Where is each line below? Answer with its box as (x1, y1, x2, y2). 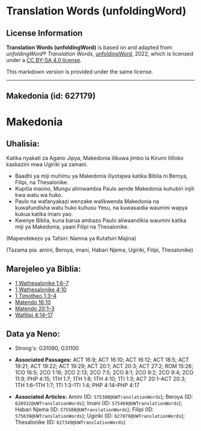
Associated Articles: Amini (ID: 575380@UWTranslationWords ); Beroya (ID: (14, 393, 193, 401)
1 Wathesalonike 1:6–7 (14, 280, 69, 287)
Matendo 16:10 (14, 299, 51, 306)
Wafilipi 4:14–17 (14, 311, 53, 319)
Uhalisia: (6, 139, 40, 149)
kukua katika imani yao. (14, 210, 73, 218)
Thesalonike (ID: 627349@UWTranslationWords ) (14, 418, 126, 426)
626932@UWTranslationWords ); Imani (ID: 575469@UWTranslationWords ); (14, 399, 182, 407)
